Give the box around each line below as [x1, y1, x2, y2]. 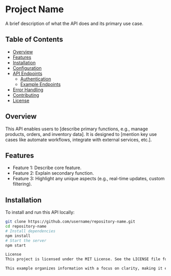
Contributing [12, 92, 39, 98]
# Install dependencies [5, 228, 56, 234]
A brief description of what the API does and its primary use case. [5, 20, 144, 26]
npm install [5, 233, 31, 238]
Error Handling [12, 87, 44, 93]
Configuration [12, 65, 42, 71]
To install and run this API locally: [5, 209, 75, 215]
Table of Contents [5, 35, 64, 44]
